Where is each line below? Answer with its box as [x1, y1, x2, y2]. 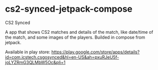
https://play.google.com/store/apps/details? [51, 49, 140, 55]
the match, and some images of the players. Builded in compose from [5, 34, 145, 40]
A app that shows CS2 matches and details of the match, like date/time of [5, 29, 153, 35]
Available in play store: [5, 49, 50, 55]
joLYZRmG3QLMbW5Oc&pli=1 [5, 59, 66, 65]
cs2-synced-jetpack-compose [5, 3, 133, 15]
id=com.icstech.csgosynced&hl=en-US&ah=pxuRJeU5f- [5, 54, 119, 60]
